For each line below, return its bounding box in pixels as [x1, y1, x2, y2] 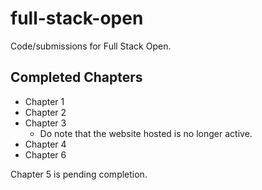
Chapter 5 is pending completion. [10, 168, 148, 180]
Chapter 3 [24, 117, 67, 129]
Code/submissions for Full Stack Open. [10, 40, 172, 52]
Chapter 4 [24, 138, 67, 150]
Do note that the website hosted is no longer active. [39, 127, 253, 139]
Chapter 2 [24, 106, 67, 118]
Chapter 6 [24, 148, 67, 161]
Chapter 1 [24, 95, 65, 107]
